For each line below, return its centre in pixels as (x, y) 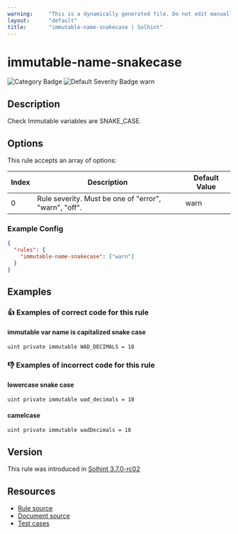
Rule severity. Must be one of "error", (99, 198)
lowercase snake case (41, 385)
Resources (32, 491)
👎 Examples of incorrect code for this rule (81, 365)
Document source (44, 516)
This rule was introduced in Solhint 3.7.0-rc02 (74, 469)
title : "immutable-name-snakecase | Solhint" (85, 27)
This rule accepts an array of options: (62, 160)
